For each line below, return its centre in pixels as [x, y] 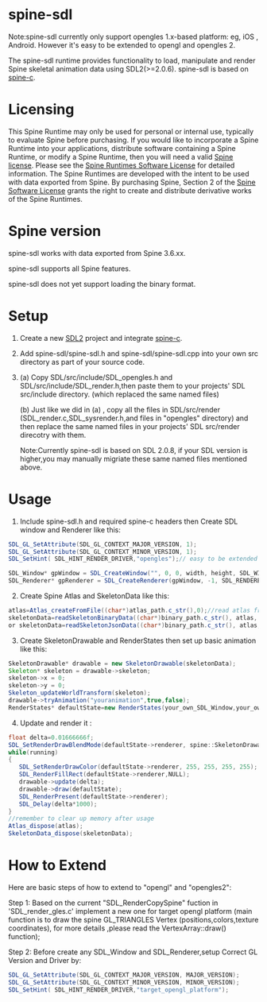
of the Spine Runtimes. [46, 199]
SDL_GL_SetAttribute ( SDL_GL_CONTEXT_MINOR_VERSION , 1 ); [103, 551]
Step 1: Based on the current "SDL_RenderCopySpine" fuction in [113, 903]
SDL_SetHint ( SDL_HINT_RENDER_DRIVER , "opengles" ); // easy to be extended [133, 559]
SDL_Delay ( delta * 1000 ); [58, 804]
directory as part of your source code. [82, 362]
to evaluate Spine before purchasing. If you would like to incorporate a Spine [133, 140]
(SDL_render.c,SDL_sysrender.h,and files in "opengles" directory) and [134, 418]
